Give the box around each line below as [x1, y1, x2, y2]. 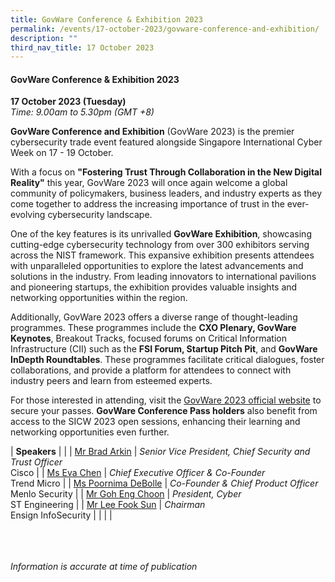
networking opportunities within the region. [10, 292, 188, 304]
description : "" [10, 33, 78, 43]
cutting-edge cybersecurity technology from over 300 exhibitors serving [10, 239, 310, 251]
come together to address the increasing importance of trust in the [10, 198, 285, 210]
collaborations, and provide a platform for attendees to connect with [10, 364, 292, 376]
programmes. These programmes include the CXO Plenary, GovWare [10, 322, 297, 334]
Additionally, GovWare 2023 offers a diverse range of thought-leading [10, 311, 298, 323]
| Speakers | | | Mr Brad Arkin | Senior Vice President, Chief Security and [10, 446, 311, 458]
